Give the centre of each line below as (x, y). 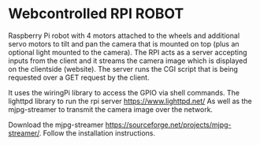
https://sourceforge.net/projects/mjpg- (168, 125)
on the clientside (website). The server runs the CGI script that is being (123, 69)
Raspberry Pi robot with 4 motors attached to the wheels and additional (124, 35)
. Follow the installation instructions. (97, 133)
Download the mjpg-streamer (56, 125)
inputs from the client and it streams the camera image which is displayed (128, 61)
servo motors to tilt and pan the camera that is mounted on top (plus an (124, 43)
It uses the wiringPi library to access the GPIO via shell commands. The (124, 92)
